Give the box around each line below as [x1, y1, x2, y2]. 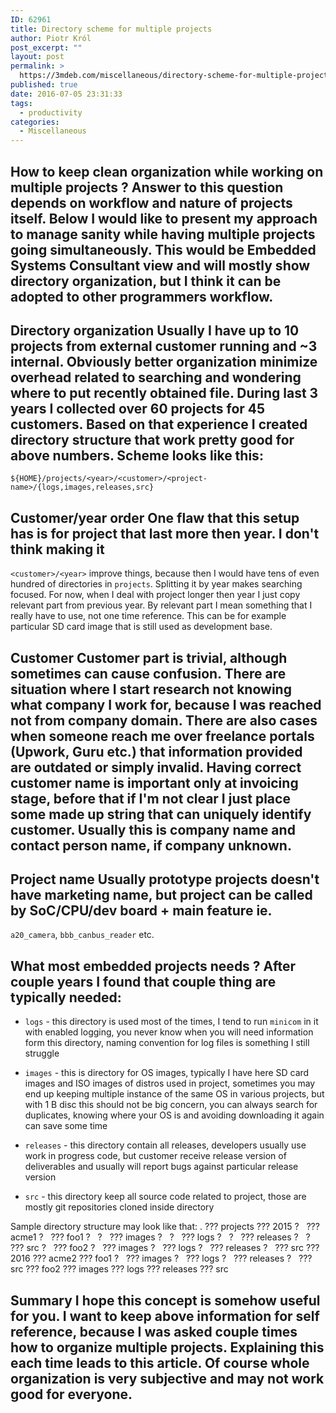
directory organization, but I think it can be [10, 272, 282, 290]
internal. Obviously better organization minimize [10, 353, 318, 370]
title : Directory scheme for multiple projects [10, 24, 213, 34]
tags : [10, 98, 33, 108]
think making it [10, 541, 105, 558]
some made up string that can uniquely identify [10, 806, 312, 823]
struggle [24, 1047, 60, 1060]
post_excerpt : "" [10, 42, 83, 53]
